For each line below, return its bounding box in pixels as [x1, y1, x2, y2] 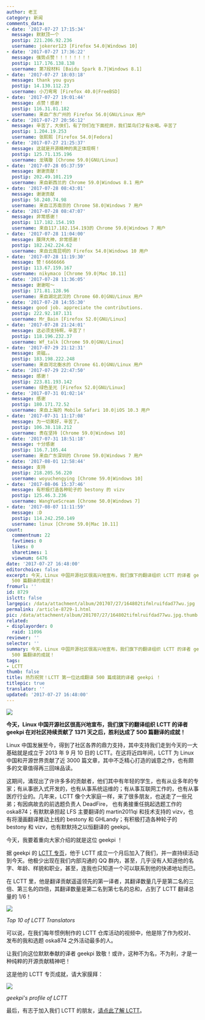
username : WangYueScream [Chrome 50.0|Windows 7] [12, 498, 140, 505]
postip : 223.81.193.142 [12, 379, 72, 385]
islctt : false [6, 595, 43, 601]
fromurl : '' [6, 584, 37, 590]
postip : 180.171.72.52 [12, 401, 70, 408]
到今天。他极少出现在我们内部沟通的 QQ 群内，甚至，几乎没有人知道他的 [6, 857, 189, 864]
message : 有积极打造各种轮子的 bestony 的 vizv [12, 487, 125, 493]
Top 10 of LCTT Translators [6, 916, 75, 924]
